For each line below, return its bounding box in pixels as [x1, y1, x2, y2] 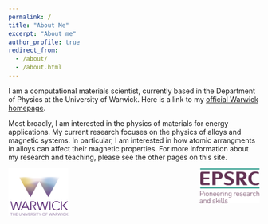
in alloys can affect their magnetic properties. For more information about [8, 143, 249, 153]
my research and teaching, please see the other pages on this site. [8, 152, 227, 162]
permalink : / [8, 13, 52, 21]
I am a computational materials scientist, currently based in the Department [8, 86, 256, 96]
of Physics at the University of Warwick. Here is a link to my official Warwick [8, 94, 259, 104]
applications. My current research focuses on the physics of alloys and [8, 127, 242, 136]
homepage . [8, 103, 46, 112]
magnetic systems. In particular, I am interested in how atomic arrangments [8, 136, 256, 145]
